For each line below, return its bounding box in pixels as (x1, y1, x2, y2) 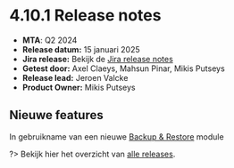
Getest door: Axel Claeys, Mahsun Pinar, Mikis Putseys (21, 63, 225, 74)
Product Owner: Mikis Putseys (21, 82, 136, 92)
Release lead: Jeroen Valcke (21, 72, 129, 83)
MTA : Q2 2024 (21, 35, 78, 45)
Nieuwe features (9, 108, 104, 123)
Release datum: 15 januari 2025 (21, 44, 140, 54)
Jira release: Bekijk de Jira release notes (21, 53, 174, 64)
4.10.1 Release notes (9, 5, 162, 26)
